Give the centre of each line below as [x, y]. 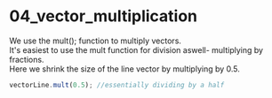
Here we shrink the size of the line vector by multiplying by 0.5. [124, 69]
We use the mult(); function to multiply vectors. [96, 41]
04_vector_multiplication [104, 16]
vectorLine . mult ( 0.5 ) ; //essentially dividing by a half [117, 85]
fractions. [27, 59]
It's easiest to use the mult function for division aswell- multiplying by [136, 49]
